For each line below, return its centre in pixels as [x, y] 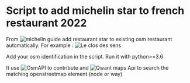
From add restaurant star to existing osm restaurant [89, 39]
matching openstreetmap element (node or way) [64, 74]
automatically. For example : [40, 45]
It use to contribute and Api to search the [87, 67]
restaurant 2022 [46, 23]
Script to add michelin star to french [95, 11]
